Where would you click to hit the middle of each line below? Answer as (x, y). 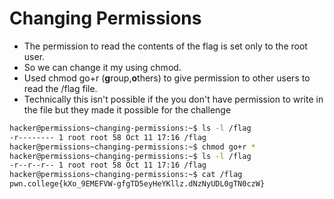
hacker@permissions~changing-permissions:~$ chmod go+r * (132, 147)
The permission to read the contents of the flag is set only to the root (165, 46)
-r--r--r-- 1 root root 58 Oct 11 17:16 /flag (108, 165)
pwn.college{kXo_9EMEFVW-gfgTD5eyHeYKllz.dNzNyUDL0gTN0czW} (137, 184)
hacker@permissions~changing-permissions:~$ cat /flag (126, 175)
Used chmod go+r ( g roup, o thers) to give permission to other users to (167, 78)
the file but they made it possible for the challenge (127, 109)
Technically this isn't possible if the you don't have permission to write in (173, 99)
